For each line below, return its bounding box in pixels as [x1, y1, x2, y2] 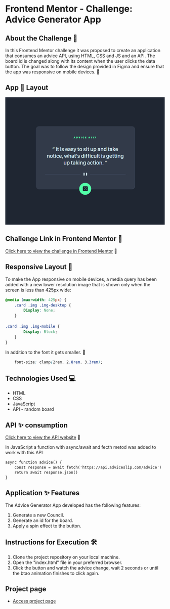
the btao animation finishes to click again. [12, 570, 100, 576]
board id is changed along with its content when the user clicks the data [5, 58, 155, 64]
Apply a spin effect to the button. [12, 523, 81, 529]
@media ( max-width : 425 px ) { [5, 297, 67, 302]
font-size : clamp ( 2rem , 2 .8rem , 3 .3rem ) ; [14, 360, 103, 365]
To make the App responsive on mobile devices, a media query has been [5, 276, 157, 282]
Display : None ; [23, 308, 56, 313]
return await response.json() [14, 470, 78, 475]
